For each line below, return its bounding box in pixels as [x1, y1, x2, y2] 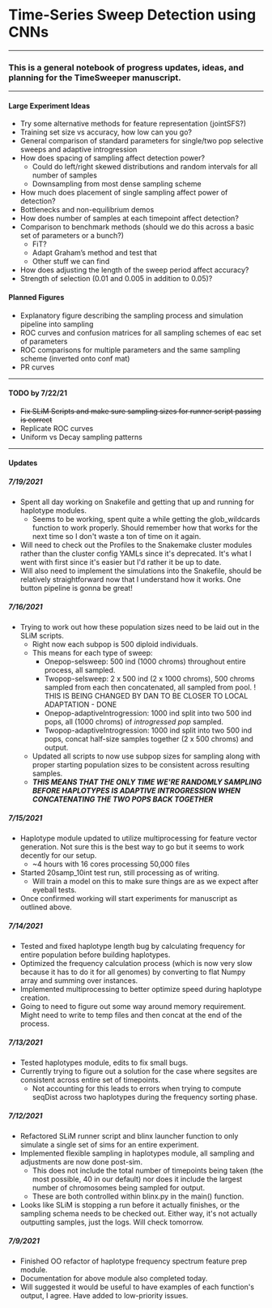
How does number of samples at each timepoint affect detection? [19, 213, 239, 224]
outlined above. [19, 902, 73, 913]
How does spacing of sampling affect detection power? [19, 153, 205, 163]
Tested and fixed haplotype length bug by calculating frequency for [19, 942, 245, 951]
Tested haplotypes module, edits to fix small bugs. [19, 1058, 189, 1067]
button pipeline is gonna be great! [19, 583, 134, 593]
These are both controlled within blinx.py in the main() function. [32, 1191, 244, 1201]
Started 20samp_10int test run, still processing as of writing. [19, 868, 220, 878]
